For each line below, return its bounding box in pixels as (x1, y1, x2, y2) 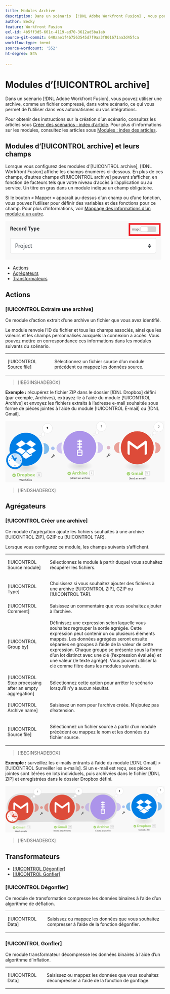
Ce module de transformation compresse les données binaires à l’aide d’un (5, 895, 161, 902)
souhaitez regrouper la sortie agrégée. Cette (50, 625, 142, 631)
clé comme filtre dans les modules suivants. (50, 663, 141, 669)
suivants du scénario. (5, 343, 50, 349)
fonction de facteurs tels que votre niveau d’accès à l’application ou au (5, 179, 153, 185)
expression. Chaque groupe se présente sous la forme (50, 647, 163, 653)
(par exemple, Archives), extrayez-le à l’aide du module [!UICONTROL (5, 395, 151, 401)
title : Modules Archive (5, 8, 56, 13)
